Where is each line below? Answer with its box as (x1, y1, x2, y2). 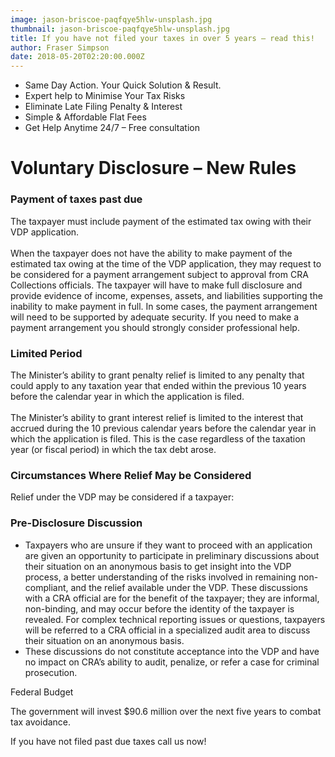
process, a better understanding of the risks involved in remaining (24, 571, 297, 583)
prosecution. (24, 666, 78, 678)
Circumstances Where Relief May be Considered (10, 468, 252, 482)
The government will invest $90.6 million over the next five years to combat (10, 705, 322, 717)
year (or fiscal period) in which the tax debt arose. (10, 443, 217, 455)
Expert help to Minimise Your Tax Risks (24, 90, 186, 102)
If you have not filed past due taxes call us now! (10, 735, 207, 747)
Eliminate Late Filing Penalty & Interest (24, 101, 183, 113)
